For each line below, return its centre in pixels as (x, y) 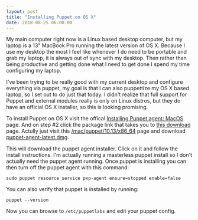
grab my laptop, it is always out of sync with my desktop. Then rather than (97, 58)
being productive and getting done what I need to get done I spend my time (98, 64)
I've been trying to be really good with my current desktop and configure (95, 82)
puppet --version (27, 200)
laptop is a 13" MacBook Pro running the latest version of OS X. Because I (95, 45)
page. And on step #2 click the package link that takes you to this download (98, 125)
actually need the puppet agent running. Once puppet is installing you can (96, 161)
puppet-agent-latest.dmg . (38, 137)
